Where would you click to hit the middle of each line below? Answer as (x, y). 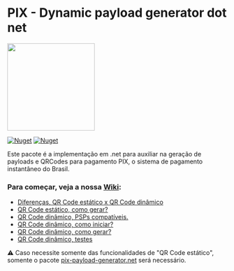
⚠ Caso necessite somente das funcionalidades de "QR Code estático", (111, 253)
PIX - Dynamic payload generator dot (117, 13)
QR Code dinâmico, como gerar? (64, 232)
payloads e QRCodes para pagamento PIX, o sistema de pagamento (105, 161)
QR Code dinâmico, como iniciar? (65, 224)
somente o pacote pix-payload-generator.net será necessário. (97, 261)
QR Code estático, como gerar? (63, 210)
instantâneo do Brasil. (38, 168)
